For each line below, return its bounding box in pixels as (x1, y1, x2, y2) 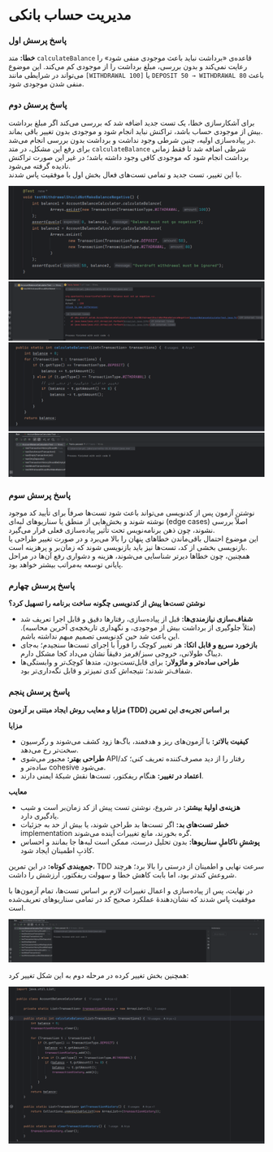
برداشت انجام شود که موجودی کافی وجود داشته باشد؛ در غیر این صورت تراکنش (8, 152, 249, 162)
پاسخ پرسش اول (8, 35, 67, 46)
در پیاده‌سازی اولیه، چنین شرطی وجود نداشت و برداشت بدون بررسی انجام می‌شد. (8, 135, 256, 145)
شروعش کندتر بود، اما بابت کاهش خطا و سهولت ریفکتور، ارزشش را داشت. (8, 869, 237, 879)
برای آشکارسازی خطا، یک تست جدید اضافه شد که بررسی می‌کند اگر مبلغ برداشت (8, 118, 255, 128)
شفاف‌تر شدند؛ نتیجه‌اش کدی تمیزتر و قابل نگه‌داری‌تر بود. (19, 666, 193, 676)
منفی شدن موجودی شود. (8, 79, 84, 89)
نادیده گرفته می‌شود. (8, 161, 71, 171)
